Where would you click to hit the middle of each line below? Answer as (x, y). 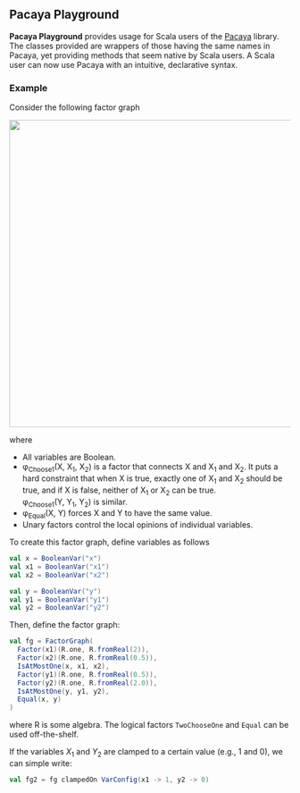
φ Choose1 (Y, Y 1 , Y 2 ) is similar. (75, 502)
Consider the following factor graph (75, 107)
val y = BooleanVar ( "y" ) (55, 591)
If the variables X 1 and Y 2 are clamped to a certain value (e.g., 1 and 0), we (146, 753)
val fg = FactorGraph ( (51, 641)
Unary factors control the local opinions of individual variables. (137, 525)
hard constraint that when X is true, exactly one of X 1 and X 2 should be (152, 479)
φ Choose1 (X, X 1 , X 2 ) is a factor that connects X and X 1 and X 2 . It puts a (150, 468)
